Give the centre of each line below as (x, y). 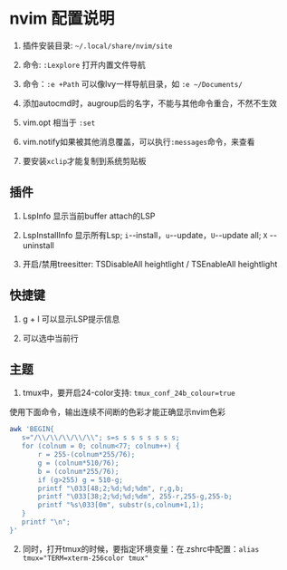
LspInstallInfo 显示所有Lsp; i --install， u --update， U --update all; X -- (150, 235)
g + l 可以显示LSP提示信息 (71, 319)
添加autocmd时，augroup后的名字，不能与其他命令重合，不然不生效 (150, 103)
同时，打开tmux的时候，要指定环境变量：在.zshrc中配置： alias (141, 548)
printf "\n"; (46, 522)
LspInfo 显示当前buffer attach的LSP (89, 216)
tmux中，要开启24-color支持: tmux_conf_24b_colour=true (129, 393)
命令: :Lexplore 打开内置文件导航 (84, 64)
